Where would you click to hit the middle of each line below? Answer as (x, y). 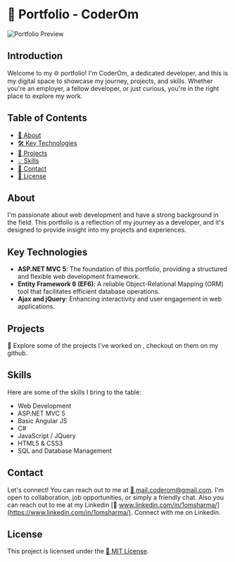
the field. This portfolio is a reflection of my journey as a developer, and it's (116, 223)
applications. (36, 306)
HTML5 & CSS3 (40, 443)
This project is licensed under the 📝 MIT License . (78, 551)
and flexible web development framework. (78, 277)
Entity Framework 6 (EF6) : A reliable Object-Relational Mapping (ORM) (120, 284)
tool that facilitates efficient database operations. (89, 292)
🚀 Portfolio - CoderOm (73, 14)
